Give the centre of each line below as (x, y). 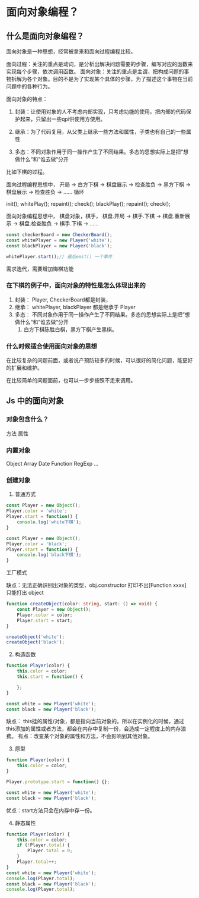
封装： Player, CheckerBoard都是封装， (63, 299)
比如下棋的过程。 (27, 172)
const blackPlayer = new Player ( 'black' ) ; (59, 246)
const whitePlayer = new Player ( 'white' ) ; (59, 240)
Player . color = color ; (45, 615)
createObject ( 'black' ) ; (36, 642)
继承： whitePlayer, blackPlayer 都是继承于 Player (75, 307)
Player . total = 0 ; (50, 851)
